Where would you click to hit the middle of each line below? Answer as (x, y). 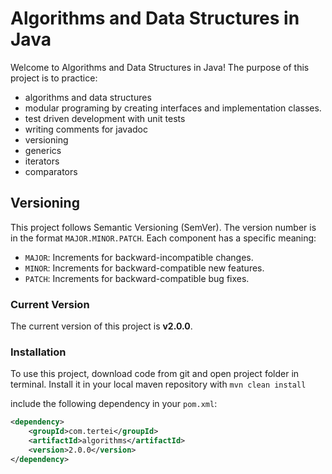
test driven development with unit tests (105, 118)
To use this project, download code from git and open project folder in (155, 374)
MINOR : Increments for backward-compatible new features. (144, 268)
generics (43, 150)
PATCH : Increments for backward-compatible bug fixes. (137, 278)
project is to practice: (54, 78)
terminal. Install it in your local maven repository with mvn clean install (158, 384)
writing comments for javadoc (86, 129)
